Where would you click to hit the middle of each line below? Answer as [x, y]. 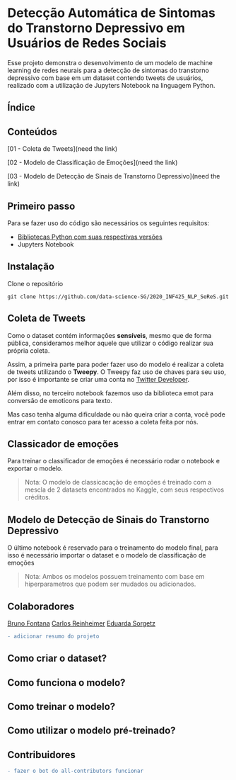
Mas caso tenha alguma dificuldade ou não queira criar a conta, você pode [117, 414]
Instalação [31, 267]
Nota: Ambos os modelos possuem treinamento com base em [114, 577]
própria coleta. [29, 350]
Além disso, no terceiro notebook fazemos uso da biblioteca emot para [111, 393]
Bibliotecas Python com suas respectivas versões [90, 237]
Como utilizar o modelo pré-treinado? [92, 731]
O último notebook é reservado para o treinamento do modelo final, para [113, 548]
